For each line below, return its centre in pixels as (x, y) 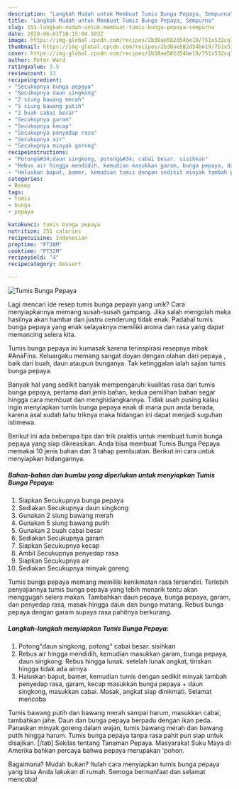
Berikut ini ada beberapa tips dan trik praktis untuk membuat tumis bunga (115, 436)
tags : (16, 192)
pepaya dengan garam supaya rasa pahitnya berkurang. (90, 612)
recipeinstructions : (39, 153)
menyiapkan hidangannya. (46, 459)
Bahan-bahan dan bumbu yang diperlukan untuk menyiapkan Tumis (111, 475)
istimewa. (22, 422)
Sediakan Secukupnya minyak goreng (74, 568)
